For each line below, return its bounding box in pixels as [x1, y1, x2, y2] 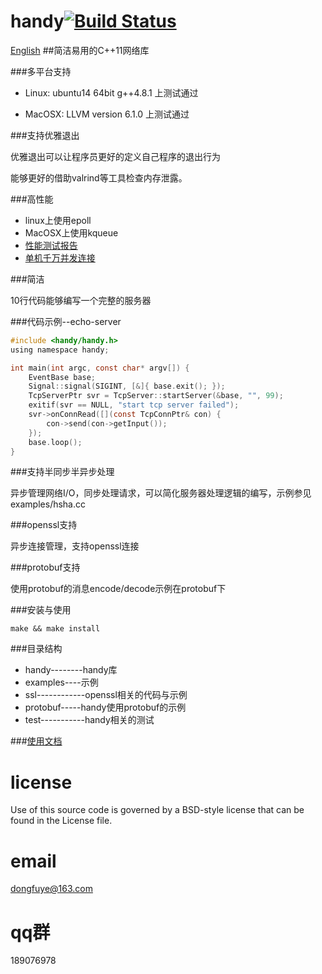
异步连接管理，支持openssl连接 [10, 540, 140, 552]
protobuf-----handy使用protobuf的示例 [24, 701, 187, 714]
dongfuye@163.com [10, 883, 93, 895]
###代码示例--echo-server [10, 315, 122, 327]
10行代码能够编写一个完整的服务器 [10, 294, 152, 306]
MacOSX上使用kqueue [24, 226, 119, 239]
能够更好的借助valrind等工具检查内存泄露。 [10, 171, 188, 184]
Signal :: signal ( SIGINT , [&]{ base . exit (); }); [28, 381, 226, 392]
